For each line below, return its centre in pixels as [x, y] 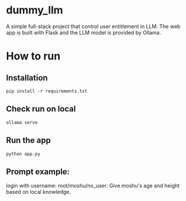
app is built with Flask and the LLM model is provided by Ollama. [84, 32]
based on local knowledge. [39, 192]
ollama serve [22, 122]
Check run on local [41, 109]
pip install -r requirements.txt [47, 91]
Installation [27, 77]
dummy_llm [35, 10]
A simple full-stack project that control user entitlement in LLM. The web [93, 26]
